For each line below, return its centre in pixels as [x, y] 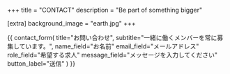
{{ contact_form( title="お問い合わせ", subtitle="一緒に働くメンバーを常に [112, 38]
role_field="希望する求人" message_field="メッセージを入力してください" [113, 55]
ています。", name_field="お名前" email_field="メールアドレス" [109, 46]
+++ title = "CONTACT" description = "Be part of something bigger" [105, 10]
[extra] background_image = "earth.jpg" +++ [71, 23]
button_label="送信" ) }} [41, 64]
